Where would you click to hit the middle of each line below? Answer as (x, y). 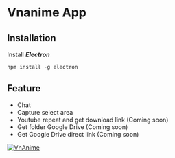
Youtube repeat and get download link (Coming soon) (93, 120)
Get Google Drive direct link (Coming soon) (78, 134)
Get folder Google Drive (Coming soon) (72, 127)
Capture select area (45, 112)
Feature (24, 88)
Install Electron (28, 54)
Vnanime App (47, 13)
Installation (32, 38)
